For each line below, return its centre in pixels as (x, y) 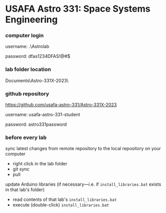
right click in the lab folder (40, 164)
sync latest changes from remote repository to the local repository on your (83, 149)
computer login (25, 35)
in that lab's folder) (25, 190)
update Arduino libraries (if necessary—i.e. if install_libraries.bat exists (83, 184)
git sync (21, 169)
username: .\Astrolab (27, 47)
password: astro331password (36, 124)
